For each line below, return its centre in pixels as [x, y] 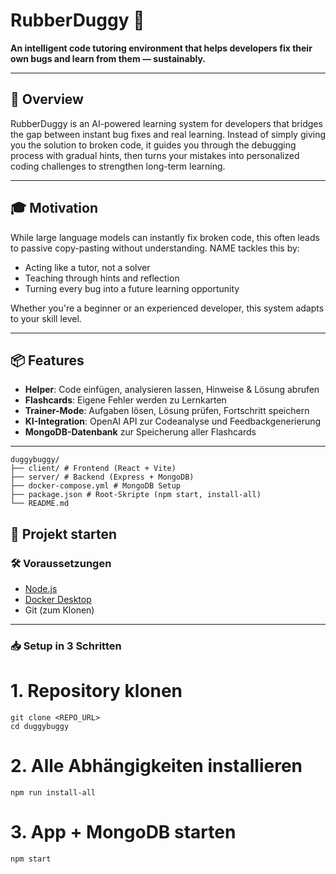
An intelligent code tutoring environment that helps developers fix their [161, 48]
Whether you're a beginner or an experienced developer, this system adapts [167, 308]
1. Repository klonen [96, 691]
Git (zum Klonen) [59, 610]
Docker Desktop [58, 600]
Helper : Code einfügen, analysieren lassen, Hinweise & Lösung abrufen [172, 390]
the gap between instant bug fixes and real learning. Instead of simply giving [168, 134]
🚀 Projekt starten [64, 534]
